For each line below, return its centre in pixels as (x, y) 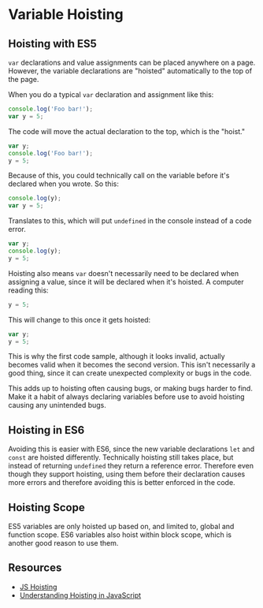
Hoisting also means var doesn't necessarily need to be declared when (123, 273)
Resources (35, 568)
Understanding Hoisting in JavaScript (80, 595)
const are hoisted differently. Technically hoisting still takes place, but (121, 457)
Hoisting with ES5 (52, 44)
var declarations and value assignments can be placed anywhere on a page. (132, 62)
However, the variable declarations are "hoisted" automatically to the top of (130, 71)
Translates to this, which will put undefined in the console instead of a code (130, 221)
